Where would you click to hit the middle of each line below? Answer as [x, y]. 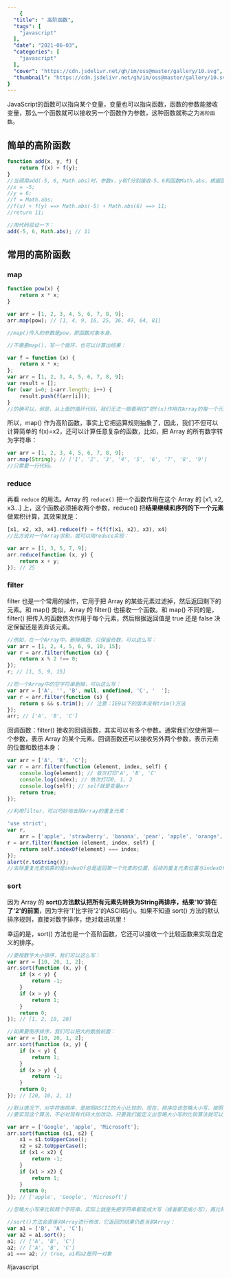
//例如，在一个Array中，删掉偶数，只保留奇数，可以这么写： [82, 640]
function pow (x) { [33, 289]
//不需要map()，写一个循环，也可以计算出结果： [67, 345]
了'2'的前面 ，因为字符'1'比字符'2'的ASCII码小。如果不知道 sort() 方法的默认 [113, 910]
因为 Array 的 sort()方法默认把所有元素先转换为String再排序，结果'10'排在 [112, 902]
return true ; [38, 792]
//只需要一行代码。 [31, 466]
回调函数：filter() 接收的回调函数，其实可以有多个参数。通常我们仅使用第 [110, 730]
